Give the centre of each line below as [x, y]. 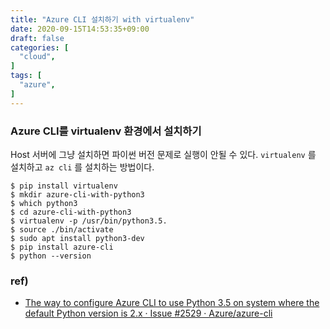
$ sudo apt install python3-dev [77, 238]
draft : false [37, 38]
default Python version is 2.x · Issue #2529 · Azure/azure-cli [148, 313]
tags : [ [26, 76]
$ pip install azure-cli [62, 247]
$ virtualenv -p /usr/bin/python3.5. [89, 221]
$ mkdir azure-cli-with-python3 [77, 194]
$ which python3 [44, 203]
